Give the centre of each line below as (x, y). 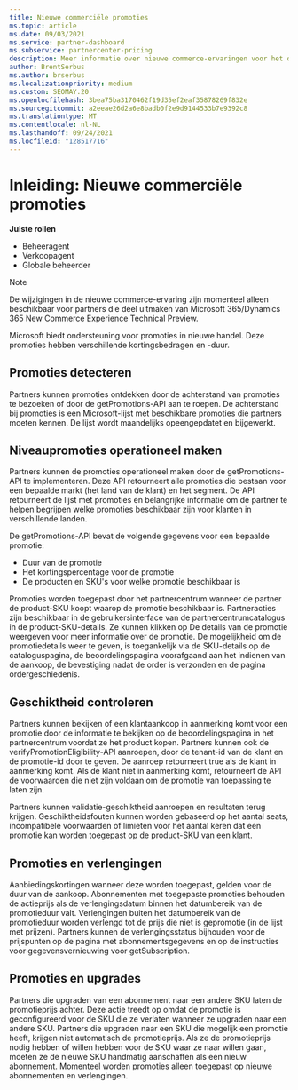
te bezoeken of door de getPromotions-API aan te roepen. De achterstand (144, 403)
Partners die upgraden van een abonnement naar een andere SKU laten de (145, 999)
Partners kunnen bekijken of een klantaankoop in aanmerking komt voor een (149, 724)
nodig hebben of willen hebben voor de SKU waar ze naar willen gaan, (138, 1047)
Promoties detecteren (71, 373)
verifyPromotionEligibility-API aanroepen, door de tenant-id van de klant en (146, 752)
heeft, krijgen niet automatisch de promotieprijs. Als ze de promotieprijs (140, 1038)
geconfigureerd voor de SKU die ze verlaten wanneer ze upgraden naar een (148, 1019)
